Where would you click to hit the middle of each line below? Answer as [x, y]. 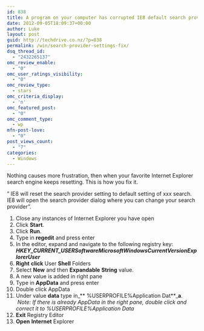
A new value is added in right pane [59, 276]
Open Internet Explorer [45, 321]
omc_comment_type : [30, 119]
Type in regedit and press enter [55, 238]
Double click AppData [43, 289]
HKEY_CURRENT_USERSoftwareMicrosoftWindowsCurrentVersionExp [106, 251]
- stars [22, 91]
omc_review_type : [29, 85]
